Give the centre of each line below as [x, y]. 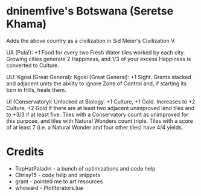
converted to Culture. [33, 65]
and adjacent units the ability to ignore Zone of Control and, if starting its [97, 83]
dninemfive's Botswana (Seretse [90, 11]
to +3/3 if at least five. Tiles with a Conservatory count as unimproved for [97, 114]
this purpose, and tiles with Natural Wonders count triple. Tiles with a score [100, 121]
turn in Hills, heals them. [36, 90]
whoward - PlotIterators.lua [49, 188]
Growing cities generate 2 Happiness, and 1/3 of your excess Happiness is [99, 59]
